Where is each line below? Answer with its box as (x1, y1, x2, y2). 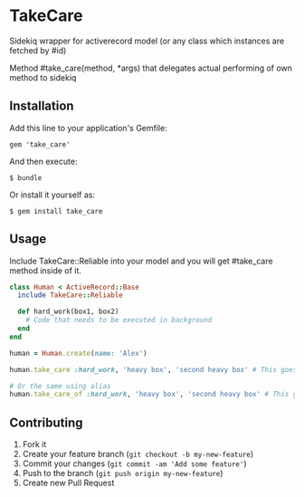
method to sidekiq (9, 72, 77, 82)
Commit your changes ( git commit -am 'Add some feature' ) (22, 458, 247, 469)
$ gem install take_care (9, 206, 103, 215)
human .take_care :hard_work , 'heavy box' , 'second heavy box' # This (9, 365, 278, 374)
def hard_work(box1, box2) (17, 307, 119, 317)
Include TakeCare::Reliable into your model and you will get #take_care (9, 255, 273, 266)
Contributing (9, 415, 83, 430)
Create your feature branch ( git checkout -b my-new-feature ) (22, 449, 254, 460)
